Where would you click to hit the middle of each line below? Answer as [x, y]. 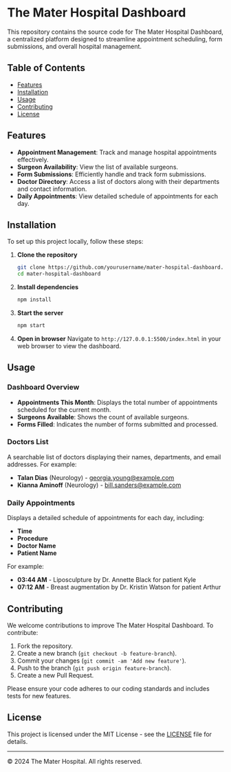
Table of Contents [46, 68]
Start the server [40, 313]
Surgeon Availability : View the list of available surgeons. [98, 167]
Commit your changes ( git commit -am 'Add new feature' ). [102, 660]
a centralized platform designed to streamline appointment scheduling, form [115, 39]
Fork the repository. [45, 646]
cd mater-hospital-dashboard [59, 274]
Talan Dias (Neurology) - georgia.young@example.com [96, 477]
